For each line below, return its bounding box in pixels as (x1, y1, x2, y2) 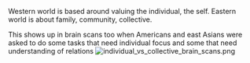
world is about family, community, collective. (8, 15, 153, 24)
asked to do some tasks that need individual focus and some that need (8, 38, 237, 47)
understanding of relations (8, 47, 94, 55)
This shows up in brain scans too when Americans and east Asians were (8, 30, 243, 39)
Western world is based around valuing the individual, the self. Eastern (8, 7, 237, 16)
